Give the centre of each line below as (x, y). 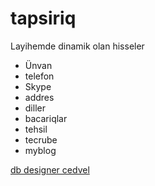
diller (35, 108)
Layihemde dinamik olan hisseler (77, 46)
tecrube (41, 139)
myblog (40, 150)
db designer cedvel (50, 169)
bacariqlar (46, 118)
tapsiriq (43, 18)
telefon (39, 76)
